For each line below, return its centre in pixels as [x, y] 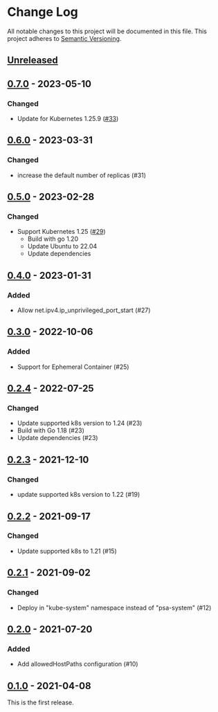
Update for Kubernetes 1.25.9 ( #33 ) [68, 119]
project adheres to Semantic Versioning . [64, 38]
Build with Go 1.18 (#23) [51, 430]
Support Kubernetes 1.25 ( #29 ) [61, 232]
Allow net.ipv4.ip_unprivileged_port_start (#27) [84, 310]
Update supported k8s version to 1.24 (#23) [80, 423]
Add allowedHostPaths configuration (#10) [78, 664]
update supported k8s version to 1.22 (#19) [79, 495]
